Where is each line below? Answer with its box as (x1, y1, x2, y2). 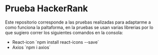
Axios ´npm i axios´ (12, 44, 51, 50)
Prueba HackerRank (5, 3, 88, 14)
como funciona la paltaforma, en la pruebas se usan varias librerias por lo (5, 24, 154, 30)
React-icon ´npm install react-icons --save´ (12, 39, 99, 45)
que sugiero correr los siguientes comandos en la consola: (5, 29, 123, 35)
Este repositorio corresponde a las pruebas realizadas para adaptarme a (5, 19, 151, 25)
